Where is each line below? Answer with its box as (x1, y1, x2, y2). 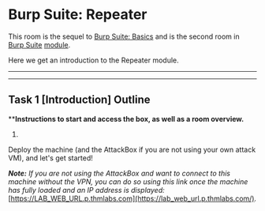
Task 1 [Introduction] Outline (8, 93, 151, 107)
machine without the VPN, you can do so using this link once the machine (8, 176, 248, 187)
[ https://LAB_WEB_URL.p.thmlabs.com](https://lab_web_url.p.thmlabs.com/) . (8, 194, 257, 203)
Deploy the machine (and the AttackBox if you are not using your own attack (8, 145, 256, 154)
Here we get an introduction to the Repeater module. (8, 55, 179, 65)
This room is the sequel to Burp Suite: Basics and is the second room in (8, 32, 240, 41)
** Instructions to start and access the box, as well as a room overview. (8, 114, 244, 123)
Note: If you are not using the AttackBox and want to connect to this (8, 168, 231, 178)
